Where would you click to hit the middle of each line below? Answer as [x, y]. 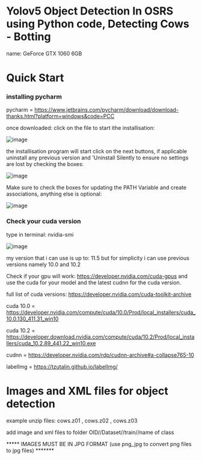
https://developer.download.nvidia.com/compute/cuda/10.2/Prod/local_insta [100, 337]
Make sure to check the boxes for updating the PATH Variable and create [96, 188]
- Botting [29, 37]
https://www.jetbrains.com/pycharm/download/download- [106, 110]
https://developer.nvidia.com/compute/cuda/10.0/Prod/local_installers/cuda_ [101, 312]
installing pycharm [34, 97]
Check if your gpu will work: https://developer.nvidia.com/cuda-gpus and [97, 276]
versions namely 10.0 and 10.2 [44, 264]
